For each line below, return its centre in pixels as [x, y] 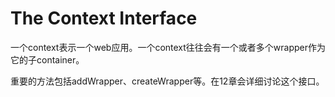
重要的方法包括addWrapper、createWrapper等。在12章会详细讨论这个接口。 [167, 81]
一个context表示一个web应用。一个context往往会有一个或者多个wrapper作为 [168, 47]
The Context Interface [104, 18]
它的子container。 [47, 59]
